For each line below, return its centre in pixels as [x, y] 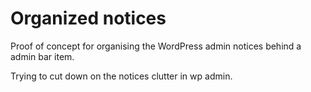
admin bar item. [42, 56]
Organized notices [88, 18]
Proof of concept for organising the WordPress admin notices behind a [156, 46]
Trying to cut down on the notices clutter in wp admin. [121, 76]
